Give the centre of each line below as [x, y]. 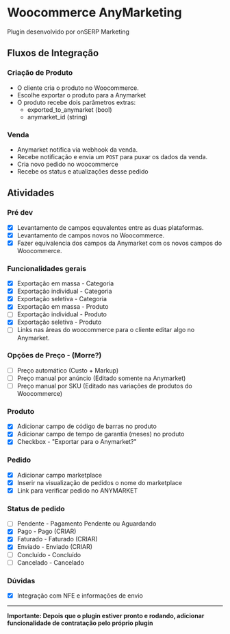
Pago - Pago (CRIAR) [47, 531]
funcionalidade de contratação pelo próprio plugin [80, 623]
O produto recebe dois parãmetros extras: [76, 102]
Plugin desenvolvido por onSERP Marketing [68, 32]
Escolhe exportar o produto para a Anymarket [81, 95]
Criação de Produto [40, 73]
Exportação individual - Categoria [64, 291]
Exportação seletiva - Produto [59, 322]
